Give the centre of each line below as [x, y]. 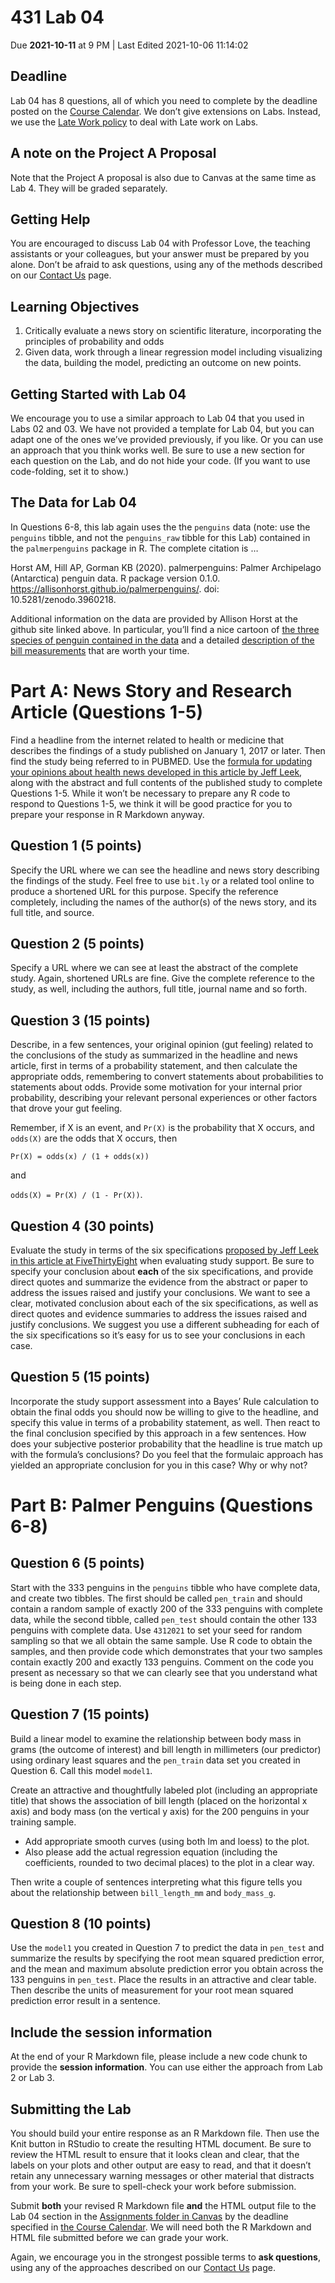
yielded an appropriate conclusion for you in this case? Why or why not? [159, 1465]
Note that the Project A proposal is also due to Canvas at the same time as [163, 177]
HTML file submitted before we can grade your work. [119, 2238]
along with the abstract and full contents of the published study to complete [166, 782]
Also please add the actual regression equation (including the [151, 1852]
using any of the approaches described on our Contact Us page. [143, 2268]
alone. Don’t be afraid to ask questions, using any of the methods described [166, 265]
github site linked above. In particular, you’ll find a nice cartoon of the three [165, 629]
